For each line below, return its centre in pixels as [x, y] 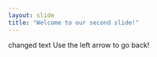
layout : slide [32, 15]
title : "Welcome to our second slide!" [74, 23]
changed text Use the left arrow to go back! [79, 45]
